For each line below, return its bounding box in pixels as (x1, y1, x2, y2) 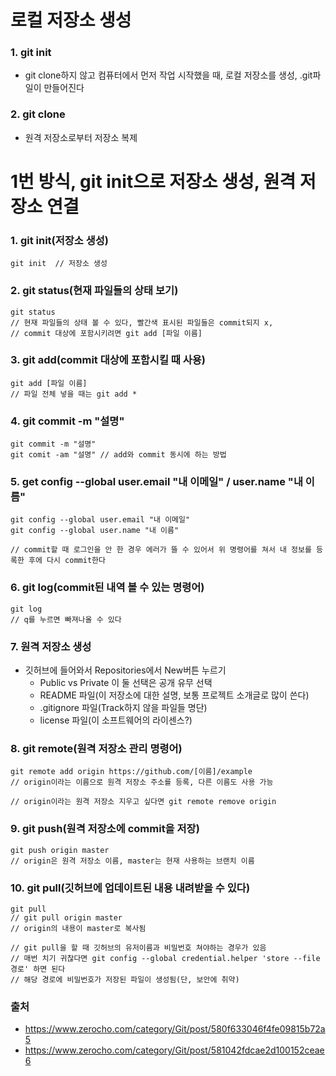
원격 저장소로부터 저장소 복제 (24, 131, 138, 143)
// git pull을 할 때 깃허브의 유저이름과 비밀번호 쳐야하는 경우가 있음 (10, 942, 267, 953)
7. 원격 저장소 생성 (10, 639, 92, 653)
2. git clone (10, 107, 66, 121)
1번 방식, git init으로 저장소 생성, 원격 (10, 170, 297, 193)
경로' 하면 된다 (10, 964, 66, 974)
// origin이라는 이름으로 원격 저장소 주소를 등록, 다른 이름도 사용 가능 (10, 777, 274, 788)
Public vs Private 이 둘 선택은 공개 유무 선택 (39, 677, 213, 689)
